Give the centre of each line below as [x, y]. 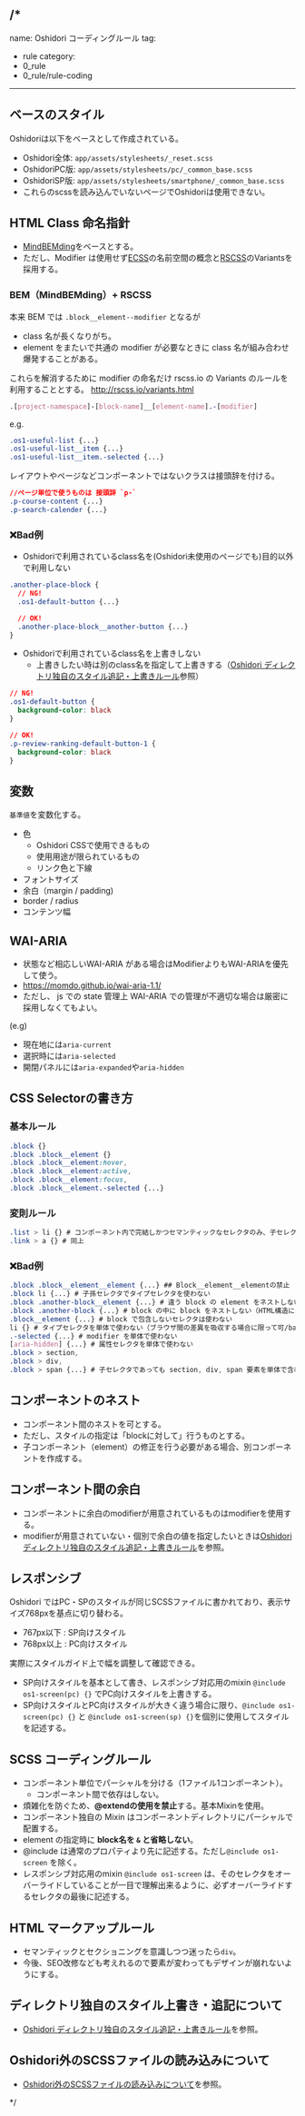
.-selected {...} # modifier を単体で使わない [93, 1336]
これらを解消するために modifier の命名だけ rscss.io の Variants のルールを [149, 378]
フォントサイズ [50, 879]
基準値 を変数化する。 [48, 815]
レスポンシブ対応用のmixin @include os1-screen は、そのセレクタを [149, 1874]
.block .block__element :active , [70, 1172]
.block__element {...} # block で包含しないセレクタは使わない [121, 1319]
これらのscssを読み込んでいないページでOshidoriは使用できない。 [146, 192]
